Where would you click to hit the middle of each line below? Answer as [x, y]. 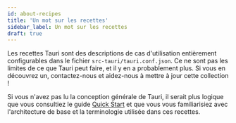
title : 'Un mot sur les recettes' [58, 20]
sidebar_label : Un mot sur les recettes [68, 27]
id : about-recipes [34, 14]
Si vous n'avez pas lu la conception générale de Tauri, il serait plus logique [116, 97]
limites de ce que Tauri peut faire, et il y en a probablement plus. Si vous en [117, 68]
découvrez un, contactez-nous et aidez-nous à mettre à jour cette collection [118, 76]
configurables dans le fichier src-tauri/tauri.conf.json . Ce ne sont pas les [118, 61]
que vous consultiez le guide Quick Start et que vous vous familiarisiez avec [118, 104]
